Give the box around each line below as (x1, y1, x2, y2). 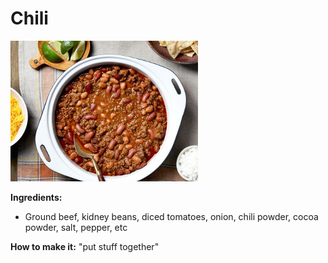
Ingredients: (10, 191, 63, 203)
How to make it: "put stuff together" (10, 240, 160, 252)
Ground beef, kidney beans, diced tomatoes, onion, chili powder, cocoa (24, 210, 319, 222)
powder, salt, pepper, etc (24, 221, 128, 233)
